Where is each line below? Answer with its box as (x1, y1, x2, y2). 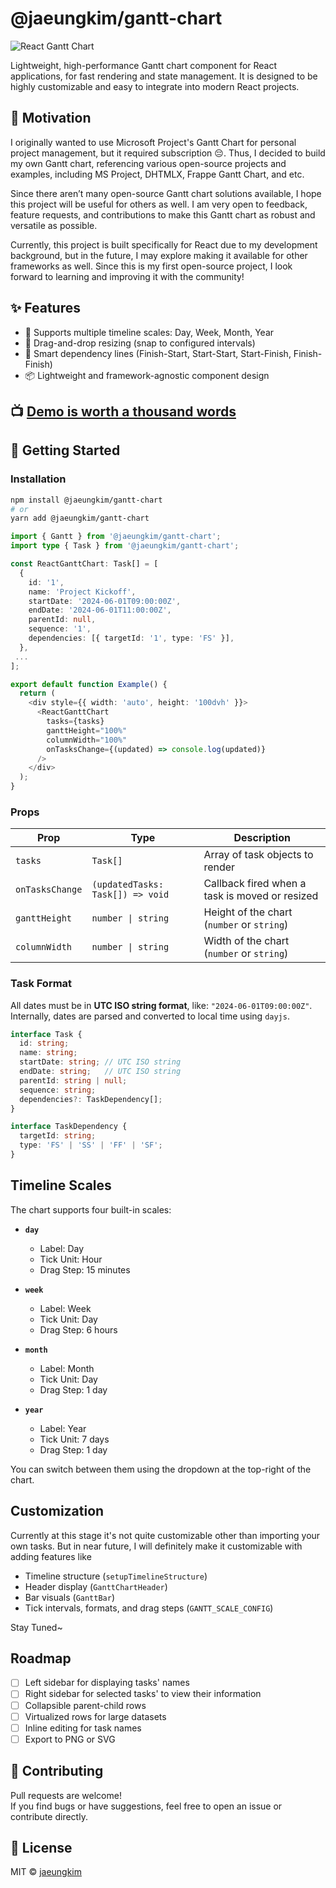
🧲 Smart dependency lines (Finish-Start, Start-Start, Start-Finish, (24, 347, 292, 359)
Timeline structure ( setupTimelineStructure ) (24, 1570, 208, 1582)
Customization (10, 1503, 105, 1520)
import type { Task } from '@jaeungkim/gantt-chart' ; (10, 541, 240, 551)
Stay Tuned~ (10, 1621, 63, 1633)
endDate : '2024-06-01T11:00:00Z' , (28, 605, 172, 616)
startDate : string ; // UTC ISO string (19, 1057, 182, 1067)
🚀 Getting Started (10, 442, 121, 459)
